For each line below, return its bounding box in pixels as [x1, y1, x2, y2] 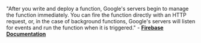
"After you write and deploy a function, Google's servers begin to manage [6, 5, 189, 12]
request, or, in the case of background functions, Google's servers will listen [6, 18, 196, 24]
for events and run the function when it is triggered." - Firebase [6, 24, 164, 31]
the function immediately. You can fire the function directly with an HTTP [6, 11, 187, 19]
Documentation [6, 30, 46, 38]
